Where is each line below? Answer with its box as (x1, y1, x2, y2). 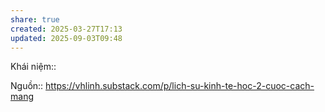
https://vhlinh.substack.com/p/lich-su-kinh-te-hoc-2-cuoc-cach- (45, 80, 315, 92)
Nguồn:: (10, 80, 44, 92)
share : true (10, 14, 60, 25)
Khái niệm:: (10, 61, 57, 73)
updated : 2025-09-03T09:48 (10, 33, 123, 43)
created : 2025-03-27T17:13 (10, 24, 123, 34)
